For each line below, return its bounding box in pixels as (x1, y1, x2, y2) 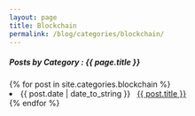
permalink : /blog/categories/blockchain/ (9, 29, 165, 38)
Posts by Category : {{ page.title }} (9, 57, 140, 67)
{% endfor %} (9, 98, 60, 109)
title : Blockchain (9, 21, 77, 30)
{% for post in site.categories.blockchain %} (9, 79, 171, 89)
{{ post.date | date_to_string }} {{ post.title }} (20, 89, 187, 99)
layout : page (9, 12, 58, 22)
